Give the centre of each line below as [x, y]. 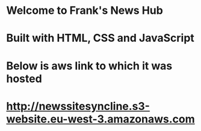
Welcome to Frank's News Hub [85, 11]
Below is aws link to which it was [89, 65]
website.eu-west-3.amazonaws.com [101, 119]
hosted [24, 78]
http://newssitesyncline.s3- [78, 106]
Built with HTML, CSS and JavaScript [100, 38]
